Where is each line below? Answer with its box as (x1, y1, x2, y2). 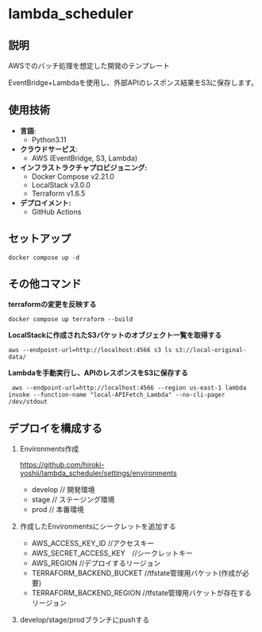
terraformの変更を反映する (8, 300, 97, 309)
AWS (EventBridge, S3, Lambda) (31, 153, 137, 163)
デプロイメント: (19, 198, 71, 207)
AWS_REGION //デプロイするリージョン (31, 558, 161, 568)
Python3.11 (31, 134, 67, 144)
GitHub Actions (31, 207, 82, 216)
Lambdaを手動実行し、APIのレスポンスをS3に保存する (8, 368, 188, 378)
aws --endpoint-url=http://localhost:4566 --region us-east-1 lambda (11, 384, 247, 392)
